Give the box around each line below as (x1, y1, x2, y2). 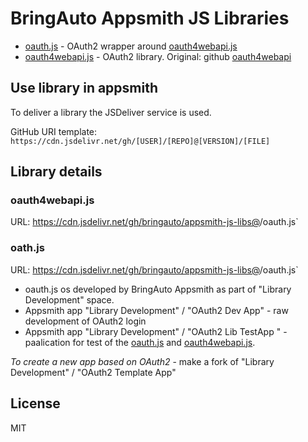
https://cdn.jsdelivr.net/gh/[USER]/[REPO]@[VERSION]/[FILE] (10, 136, 271, 146)
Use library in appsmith (10, 80, 159, 97)
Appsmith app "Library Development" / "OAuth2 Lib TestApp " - (24, 325, 288, 337)
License (10, 395, 61, 412)
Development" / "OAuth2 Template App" (10, 366, 177, 378)
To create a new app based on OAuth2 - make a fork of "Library (10, 355, 275, 367)
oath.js (10, 241, 45, 255)
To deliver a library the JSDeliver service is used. (10, 106, 212, 118)
